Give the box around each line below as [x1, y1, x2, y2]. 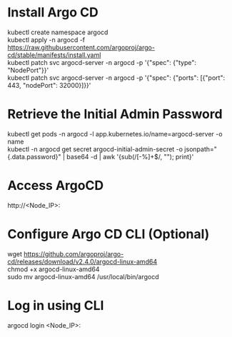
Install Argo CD [7, 4, 99, 21]
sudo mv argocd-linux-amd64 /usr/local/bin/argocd [7, 272, 159, 281]
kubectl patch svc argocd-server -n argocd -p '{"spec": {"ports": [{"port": [7, 73, 226, 82]
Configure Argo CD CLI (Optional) [7, 226, 210, 242]
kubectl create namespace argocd [7, 28, 109, 36]
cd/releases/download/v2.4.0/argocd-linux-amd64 [7, 257, 158, 266]
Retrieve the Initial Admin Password [7, 106, 223, 122]
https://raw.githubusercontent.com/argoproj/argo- [7, 43, 156, 51]
